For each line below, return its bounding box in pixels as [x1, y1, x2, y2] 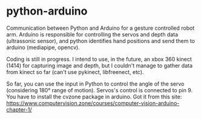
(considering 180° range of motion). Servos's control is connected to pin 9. [6, 86, 193, 93]
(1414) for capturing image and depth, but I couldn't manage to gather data [6, 62, 193, 69]
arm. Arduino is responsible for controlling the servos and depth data [6, 30, 179, 38]
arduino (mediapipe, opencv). [6, 44, 80, 51]
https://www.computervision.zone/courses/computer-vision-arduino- [6, 99, 180, 107]
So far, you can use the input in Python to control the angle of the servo [6, 80, 185, 87]
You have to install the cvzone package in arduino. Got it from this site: [6, 93, 182, 100]
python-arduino [6, 4, 88, 18]
